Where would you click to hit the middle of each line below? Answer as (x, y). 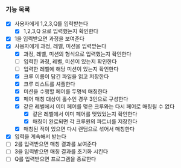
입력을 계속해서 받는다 (40, 137)
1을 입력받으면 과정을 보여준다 (49, 39)
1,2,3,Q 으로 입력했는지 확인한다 (61, 31)
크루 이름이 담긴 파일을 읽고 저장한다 (66, 76)
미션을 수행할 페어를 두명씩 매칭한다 (65, 91)
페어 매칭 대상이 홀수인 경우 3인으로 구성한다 (76, 99)
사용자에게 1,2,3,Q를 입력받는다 (51, 24)
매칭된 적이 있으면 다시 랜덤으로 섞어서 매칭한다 (79, 129)
